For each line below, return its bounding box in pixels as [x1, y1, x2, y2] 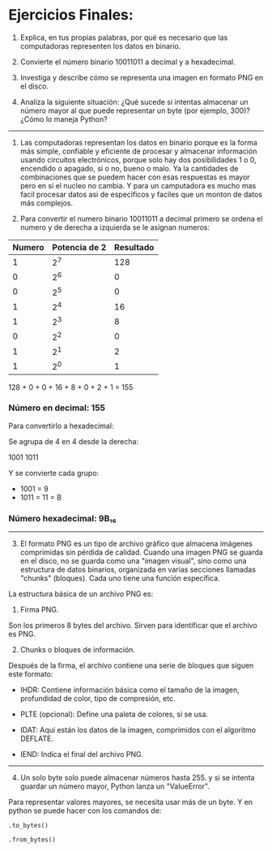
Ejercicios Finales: [8, 6, 134, 24]
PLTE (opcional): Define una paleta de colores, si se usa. [19, 709, 209, 720]
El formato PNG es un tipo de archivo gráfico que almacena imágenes [19, 538, 253, 549]
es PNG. [8, 629, 36, 639]
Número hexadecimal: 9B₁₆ [8, 512, 117, 524]
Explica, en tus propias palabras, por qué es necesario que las [19, 32, 228, 42]
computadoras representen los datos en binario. [19, 41, 181, 50]
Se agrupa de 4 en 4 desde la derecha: [8, 436, 139, 446]
